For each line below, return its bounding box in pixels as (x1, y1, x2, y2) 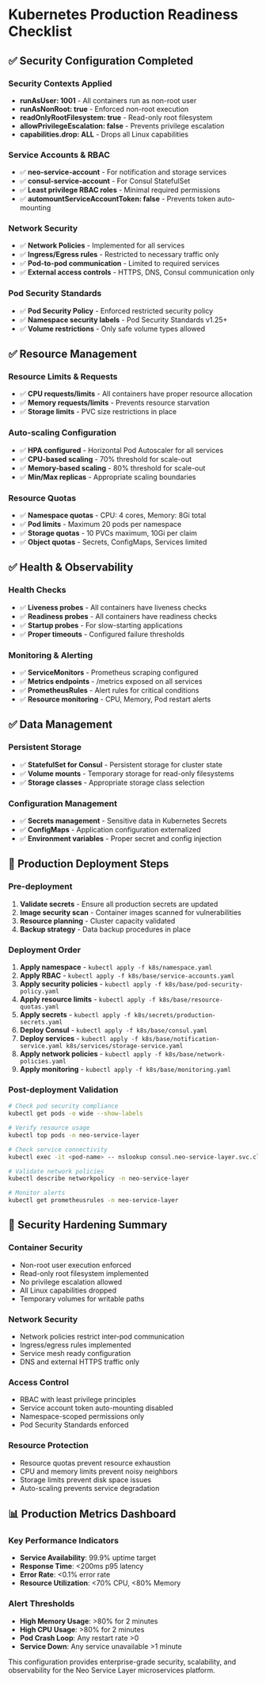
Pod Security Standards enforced (19, 1420, 129, 1430)
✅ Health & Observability (8, 561, 134, 574)
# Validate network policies (8, 1167, 104, 1175)
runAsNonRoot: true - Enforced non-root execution (19, 104, 189, 113)
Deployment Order (8, 944, 82, 955)
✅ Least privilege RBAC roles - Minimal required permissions (19, 185, 221, 195)
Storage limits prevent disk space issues (19, 1474, 152, 1485)
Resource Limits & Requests (8, 371, 118, 382)
